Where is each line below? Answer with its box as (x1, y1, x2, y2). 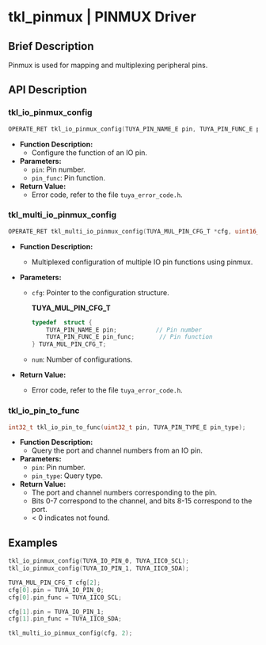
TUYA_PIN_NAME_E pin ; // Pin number (46, 325, 203, 334)
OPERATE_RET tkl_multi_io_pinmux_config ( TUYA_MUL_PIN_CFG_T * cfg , (8, 227, 232, 235)
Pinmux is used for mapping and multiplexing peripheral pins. (8, 60, 208, 70)
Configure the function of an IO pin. (31, 147, 148, 157)
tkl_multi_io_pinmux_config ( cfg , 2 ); (8, 629, 133, 637)
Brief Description (8, 40, 94, 53)
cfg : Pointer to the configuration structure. (31, 287, 169, 297)
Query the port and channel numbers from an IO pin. (31, 446, 203, 455)
